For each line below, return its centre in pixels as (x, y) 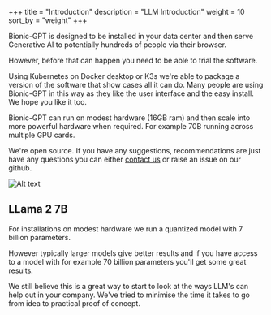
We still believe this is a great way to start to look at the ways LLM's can (129, 286)
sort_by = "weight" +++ (48, 20)
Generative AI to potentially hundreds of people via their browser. (118, 45)
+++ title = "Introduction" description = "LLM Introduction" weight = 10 (127, 12)
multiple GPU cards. (42, 135)
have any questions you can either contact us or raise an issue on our (125, 159)
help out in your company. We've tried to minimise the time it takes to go (129, 295)
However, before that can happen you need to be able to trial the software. (133, 60)
